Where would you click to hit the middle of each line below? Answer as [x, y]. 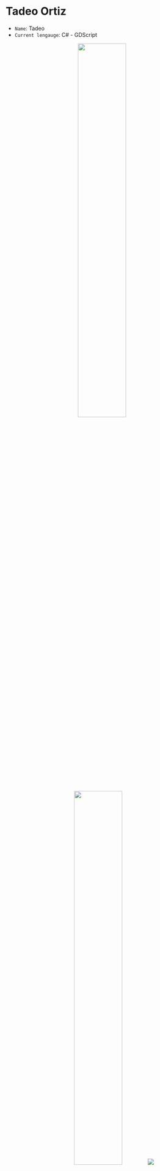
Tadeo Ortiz [36, 11]
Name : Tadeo [30, 28]
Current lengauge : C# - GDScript [56, 34]
